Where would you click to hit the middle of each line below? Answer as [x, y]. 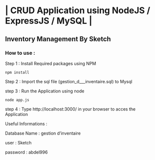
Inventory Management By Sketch [58, 39]
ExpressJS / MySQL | [49, 21]
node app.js [17, 100]
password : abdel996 [26, 152]
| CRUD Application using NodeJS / [78, 11]
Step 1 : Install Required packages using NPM [51, 63]
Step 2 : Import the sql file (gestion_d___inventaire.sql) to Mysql [69, 81]
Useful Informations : [26, 124]
